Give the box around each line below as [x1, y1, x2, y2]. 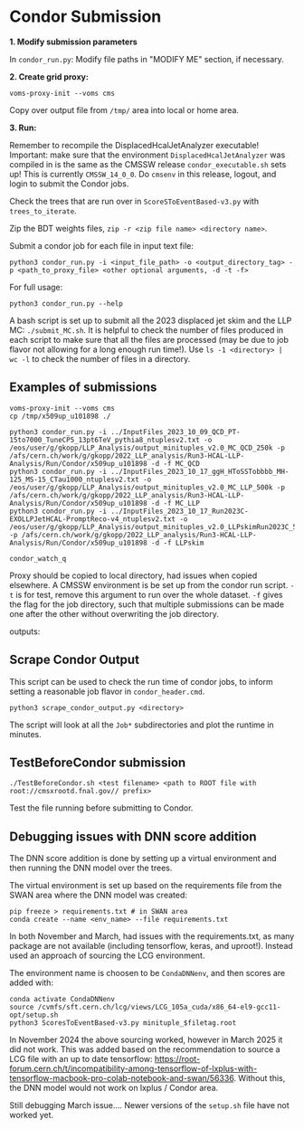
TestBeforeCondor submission [9, 754, 186, 770]
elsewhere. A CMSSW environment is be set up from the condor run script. [9, 579, 289, 590]
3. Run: [9, 122, 37, 133]
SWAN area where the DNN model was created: [9, 889, 188, 901]
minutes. [9, 728, 43, 739]
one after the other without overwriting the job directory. [9, 608, 219, 619]
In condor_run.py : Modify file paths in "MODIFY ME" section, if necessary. [9, 53, 285, 64]
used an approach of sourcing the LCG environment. [9, 950, 205, 961]
